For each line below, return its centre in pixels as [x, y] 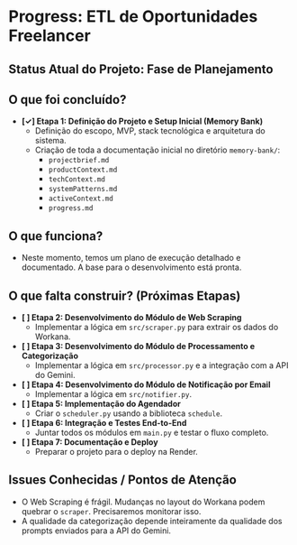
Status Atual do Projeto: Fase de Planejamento [141, 69]
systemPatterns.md [83, 189]
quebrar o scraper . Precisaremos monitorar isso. [111, 511]
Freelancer [49, 36]
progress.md [71, 208]
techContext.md [76, 180]
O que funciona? [56, 236]
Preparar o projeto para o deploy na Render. [117, 452]
